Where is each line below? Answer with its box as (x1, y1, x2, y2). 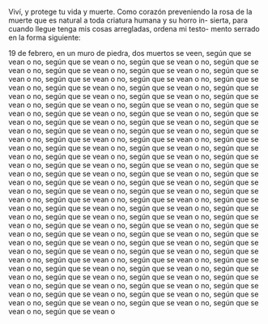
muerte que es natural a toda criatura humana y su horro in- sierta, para (8, 15, 249, 25)
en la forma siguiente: (8, 32, 81, 42)
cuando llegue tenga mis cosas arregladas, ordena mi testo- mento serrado (8, 24, 261, 33)
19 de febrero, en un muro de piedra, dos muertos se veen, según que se (8, 49, 252, 58)
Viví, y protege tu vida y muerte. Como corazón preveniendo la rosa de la (8, 7, 253, 16)
